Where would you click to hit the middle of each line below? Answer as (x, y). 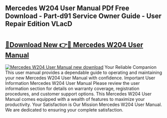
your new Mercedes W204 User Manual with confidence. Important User (80, 78)
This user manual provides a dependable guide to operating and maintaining (84, 73)
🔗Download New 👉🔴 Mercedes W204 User (74, 45)
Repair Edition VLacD (39, 24)
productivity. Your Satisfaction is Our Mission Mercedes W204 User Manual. (84, 104)
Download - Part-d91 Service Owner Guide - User (83, 16)
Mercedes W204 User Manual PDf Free (67, 8)
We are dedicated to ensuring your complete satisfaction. (64, 110)
